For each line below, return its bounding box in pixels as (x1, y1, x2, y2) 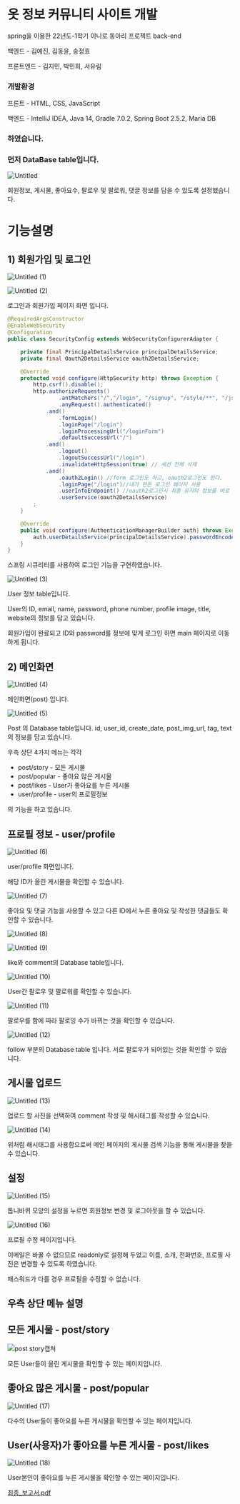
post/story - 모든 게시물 (17, 763, 86, 772)
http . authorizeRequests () (33, 388, 111, 395)
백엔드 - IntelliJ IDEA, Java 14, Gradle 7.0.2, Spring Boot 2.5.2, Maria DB (7, 114, 216, 123)
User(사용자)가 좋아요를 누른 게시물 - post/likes (7, 1439, 209, 1451)
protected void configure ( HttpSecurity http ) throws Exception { (20, 374, 219, 382)
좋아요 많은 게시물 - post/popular (7, 1383, 149, 1395)
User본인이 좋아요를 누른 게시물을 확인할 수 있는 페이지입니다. (7, 1473, 180, 1482)
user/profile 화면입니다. (7, 862, 74, 871)
